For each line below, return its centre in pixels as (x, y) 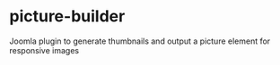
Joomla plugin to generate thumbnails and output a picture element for (140, 41)
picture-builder (67, 16)
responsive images (44, 50)
